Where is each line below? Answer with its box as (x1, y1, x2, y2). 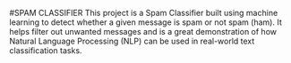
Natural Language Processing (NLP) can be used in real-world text (9, 35, 255, 46)
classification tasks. (9, 45, 82, 56)
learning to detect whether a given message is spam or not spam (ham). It (9, 17, 282, 28)
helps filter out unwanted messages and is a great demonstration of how (9, 27, 278, 36)
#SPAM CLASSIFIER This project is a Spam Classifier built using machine (9, 8, 278, 18)
